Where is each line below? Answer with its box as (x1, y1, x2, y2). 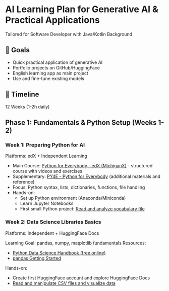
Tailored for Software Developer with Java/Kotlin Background (5, 31, 133, 37)
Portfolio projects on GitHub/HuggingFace (12, 64, 100, 70)
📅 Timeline (5, 90, 39, 99)
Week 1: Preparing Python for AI (5, 141, 85, 148)
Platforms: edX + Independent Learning (5, 153, 87, 159)
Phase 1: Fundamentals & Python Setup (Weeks (5, 118, 157, 127)
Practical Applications (5, 14, 100, 26)
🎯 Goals (5, 46, 30, 54)
